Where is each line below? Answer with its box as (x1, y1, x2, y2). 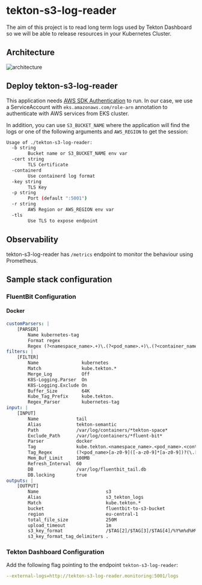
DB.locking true (28, 472, 87, 478)
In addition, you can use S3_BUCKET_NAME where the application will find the (6, 121, 190, 128)
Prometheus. (6, 257, 38, 264)
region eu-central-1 (28, 511, 138, 517)
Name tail (28, 416, 87, 422)
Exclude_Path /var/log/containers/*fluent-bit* (28, 433, 163, 439)
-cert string (11, 156, 44, 163)
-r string (11, 201, 36, 207)
